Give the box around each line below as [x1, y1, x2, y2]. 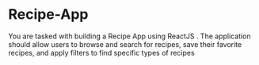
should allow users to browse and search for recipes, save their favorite [8, 39, 242, 49]
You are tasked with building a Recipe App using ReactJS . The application [8, 31, 251, 41]
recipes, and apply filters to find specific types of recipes [8, 48, 196, 57]
